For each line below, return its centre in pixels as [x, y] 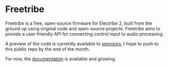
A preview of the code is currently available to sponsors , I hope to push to [82, 43]
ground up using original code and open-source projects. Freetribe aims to [83, 28]
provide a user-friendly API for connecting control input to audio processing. [84, 34]
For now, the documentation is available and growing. [61, 58]
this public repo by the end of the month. [48, 49]
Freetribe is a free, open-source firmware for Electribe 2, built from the [79, 23]
